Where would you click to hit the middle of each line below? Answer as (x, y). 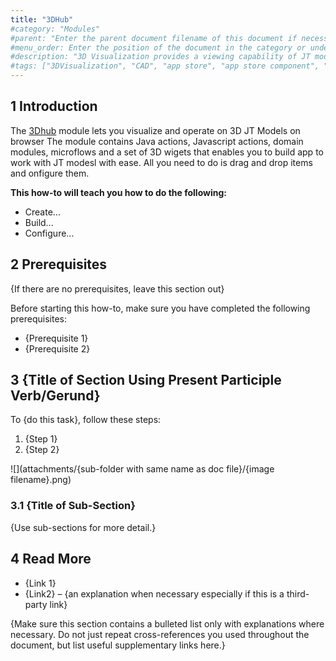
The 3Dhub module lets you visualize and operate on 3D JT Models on (155, 130)
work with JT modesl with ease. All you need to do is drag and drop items (161, 162)
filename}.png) (41, 480)
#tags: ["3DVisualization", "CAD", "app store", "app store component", (165, 66)
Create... (42, 212)
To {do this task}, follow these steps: (86, 420)
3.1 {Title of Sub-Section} (73, 506)
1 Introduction (54, 106)
